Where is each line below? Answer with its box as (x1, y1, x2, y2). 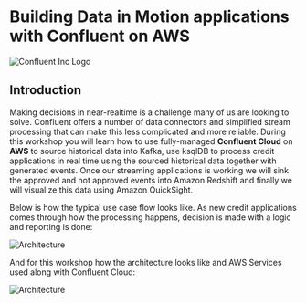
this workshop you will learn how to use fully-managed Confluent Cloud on (9, 135, 294, 147)
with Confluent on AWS (9, 26, 190, 47)
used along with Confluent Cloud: (9, 266, 136, 277)
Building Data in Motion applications (9, 6, 290, 27)
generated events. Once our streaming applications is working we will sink (9, 164, 290, 175)
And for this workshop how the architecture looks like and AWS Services (9, 256, 282, 267)
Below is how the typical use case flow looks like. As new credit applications (9, 202, 297, 213)
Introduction (9, 82, 82, 98)
